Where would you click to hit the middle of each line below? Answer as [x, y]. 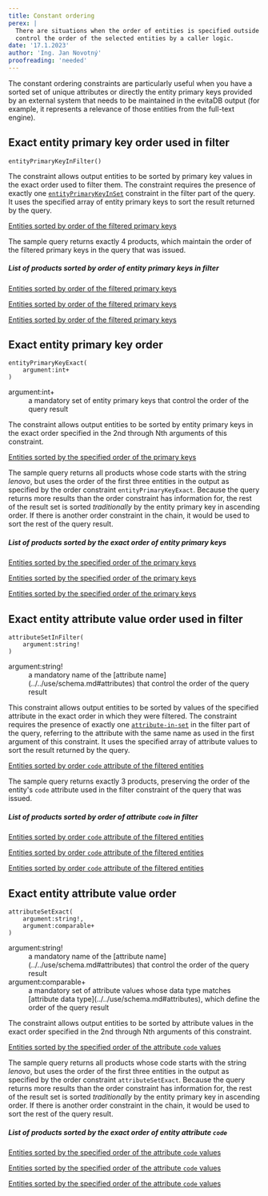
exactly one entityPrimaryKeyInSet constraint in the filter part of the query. [132, 193]
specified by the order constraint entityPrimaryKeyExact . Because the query [134, 490]
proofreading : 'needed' [48, 61]
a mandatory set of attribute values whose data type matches [130, 991]
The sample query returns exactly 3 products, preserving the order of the [129, 781]
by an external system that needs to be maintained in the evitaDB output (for [134, 100]
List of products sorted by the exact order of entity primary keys [117, 543]
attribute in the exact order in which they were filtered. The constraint [123, 716]
